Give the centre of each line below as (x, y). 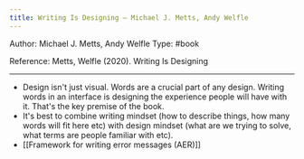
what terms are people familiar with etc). (98, 135)
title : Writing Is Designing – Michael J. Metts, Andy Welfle (129, 18)
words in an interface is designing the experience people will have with (155, 97)
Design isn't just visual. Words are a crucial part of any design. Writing (153, 87)
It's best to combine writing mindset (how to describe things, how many (156, 116)
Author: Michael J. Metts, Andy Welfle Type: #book (104, 43)
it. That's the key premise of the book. (93, 106)
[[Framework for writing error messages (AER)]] (112, 145)
